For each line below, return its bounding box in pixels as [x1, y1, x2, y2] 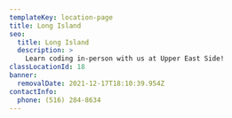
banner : [9, 71, 38, 80]
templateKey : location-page [9, 12, 114, 22]
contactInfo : [9, 87, 58, 96]
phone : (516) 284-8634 [17, 95, 101, 105]
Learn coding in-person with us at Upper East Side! [25, 54, 225, 63]
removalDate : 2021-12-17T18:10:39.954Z [17, 79, 165, 88]
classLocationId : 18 [9, 63, 86, 72]
